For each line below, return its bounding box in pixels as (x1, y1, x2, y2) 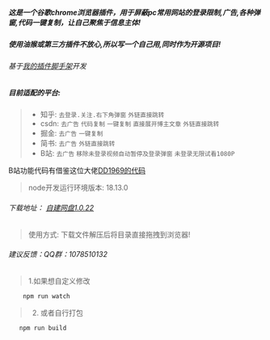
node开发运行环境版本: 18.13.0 (27, 183, 129, 193)
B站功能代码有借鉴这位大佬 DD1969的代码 (8, 166, 146, 175)
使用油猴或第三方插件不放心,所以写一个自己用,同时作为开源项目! (8, 39, 221, 48)
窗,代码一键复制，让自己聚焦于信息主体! (8, 17, 141, 27)
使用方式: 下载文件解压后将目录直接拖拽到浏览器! (27, 229, 191, 239)
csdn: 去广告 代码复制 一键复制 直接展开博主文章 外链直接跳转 (40, 119, 220, 128)
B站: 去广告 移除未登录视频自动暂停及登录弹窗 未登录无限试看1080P (40, 149, 235, 158)
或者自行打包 (40, 308, 83, 317)
